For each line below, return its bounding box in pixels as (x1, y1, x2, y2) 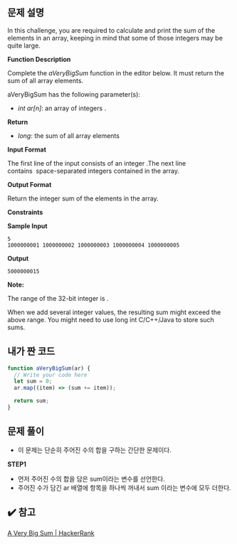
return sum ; (14, 398, 50, 405)
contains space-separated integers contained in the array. (7, 166, 180, 175)
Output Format (7, 180, 52, 188)
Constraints (7, 208, 43, 216)
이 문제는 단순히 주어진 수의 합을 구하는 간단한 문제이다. (17, 445, 172, 454)
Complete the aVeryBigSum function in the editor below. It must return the (7, 68, 224, 77)
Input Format (7, 145, 46, 154)
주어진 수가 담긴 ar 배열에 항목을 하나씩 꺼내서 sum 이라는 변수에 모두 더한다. (17, 483, 231, 492)
